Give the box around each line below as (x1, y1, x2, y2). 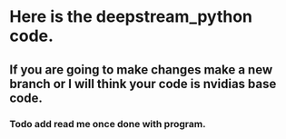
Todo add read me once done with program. (9, 117, 206, 130)
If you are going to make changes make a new (9, 62, 273, 77)
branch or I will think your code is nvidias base (9, 75, 277, 92)
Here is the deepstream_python (9, 6, 252, 27)
